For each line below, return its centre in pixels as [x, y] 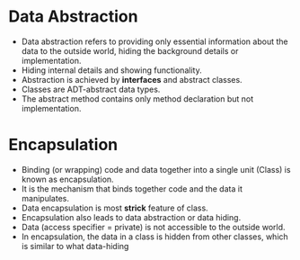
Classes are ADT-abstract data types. [91, 89]
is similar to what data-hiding [75, 246]
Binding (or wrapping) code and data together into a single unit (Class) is [156, 169]
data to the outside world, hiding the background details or [130, 50]
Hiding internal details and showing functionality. [112, 70]
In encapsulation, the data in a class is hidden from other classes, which [154, 237]
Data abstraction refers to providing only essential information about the [154, 41]
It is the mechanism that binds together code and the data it [132, 188]
